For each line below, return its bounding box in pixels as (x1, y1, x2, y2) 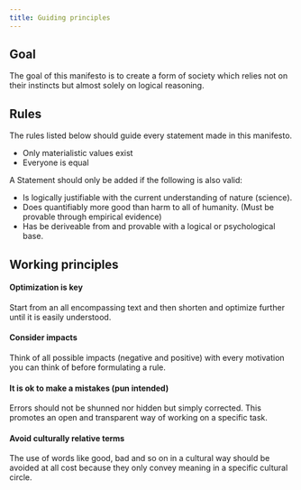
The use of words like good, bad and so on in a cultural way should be (9, 453, 270, 464)
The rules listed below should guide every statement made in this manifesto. (9, 130, 293, 141)
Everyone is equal (22, 157, 89, 168)
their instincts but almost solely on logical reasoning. (9, 80, 205, 91)
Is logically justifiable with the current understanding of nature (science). (22, 192, 293, 203)
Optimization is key (9, 282, 84, 293)
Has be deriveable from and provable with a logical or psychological (22, 221, 276, 232)
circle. (9, 472, 33, 483)
